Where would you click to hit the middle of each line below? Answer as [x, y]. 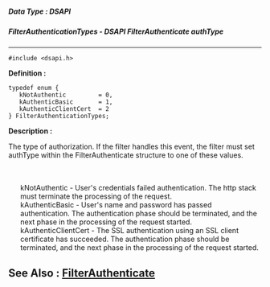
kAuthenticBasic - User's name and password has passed [116, 205]
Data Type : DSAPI [39, 11]
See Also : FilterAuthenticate [82, 273]
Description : [31, 131]
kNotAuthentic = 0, [66, 95]
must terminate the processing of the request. [96, 196]
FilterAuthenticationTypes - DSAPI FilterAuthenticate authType [116, 31]
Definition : [27, 73]
